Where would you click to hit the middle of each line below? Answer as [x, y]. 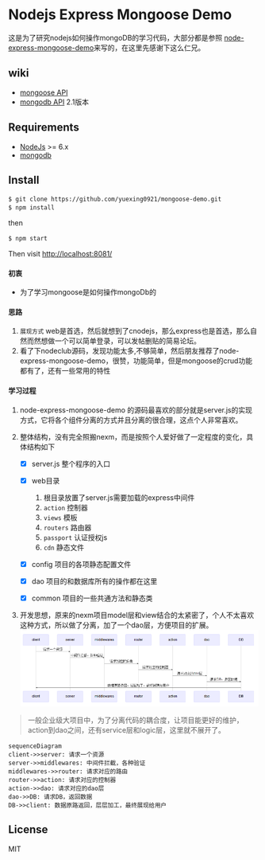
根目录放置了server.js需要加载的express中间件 [119, 497]
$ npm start [28, 239]
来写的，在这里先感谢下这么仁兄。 [150, 47]
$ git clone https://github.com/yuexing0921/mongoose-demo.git [115, 199]
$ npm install [32, 208]
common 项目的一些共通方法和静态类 [92, 598]
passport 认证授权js [75, 537]
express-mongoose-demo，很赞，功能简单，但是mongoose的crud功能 [136, 361]
